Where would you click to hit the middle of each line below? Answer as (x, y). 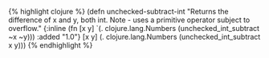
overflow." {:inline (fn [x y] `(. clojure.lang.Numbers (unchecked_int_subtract (134, 28)
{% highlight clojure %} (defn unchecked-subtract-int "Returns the (118, 12)
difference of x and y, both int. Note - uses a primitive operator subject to (129, 20)
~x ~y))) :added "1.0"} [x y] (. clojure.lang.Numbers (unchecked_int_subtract (134, 37)
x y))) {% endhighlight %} (51, 45)
